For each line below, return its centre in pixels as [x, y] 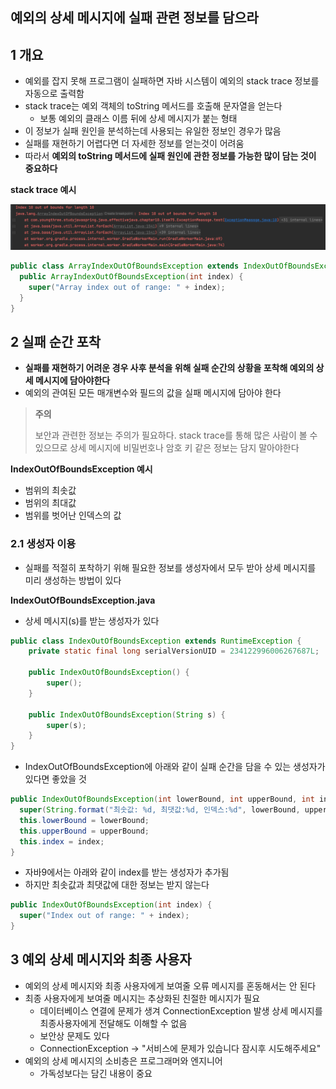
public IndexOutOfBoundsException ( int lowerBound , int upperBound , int [162, 799]
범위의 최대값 [50, 503]
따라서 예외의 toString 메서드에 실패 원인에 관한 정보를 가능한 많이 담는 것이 [170, 156]
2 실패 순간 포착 [56, 341]
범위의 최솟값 [50, 490]
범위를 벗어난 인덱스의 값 [73, 515]
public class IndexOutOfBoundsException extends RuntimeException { [156, 641]
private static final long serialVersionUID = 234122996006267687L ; [174, 651]
